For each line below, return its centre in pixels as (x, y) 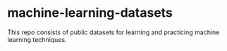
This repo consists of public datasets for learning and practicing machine (114, 32)
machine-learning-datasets (90, 13)
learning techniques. (37, 39)
